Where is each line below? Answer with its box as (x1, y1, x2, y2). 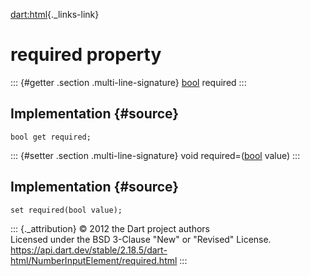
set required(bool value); (10, 205, 123, 215)
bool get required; (10, 132, 92, 142)
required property (10, 44, 162, 66)
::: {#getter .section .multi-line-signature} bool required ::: (10, 76, 247, 88)
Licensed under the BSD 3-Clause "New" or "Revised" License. (10, 233, 272, 245)
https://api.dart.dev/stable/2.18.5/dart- (10, 244, 168, 256)
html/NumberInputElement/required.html (10, 254, 178, 266)
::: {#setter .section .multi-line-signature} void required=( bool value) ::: (10, 149, 301, 161)
